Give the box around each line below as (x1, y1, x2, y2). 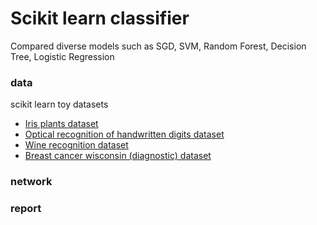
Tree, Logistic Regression (10, 50, 115, 62)
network (10, 175, 53, 189)
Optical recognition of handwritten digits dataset (24, 128, 225, 141)
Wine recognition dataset (24, 139, 129, 151)
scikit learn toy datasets (10, 98, 109, 111)
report (10, 202, 42, 216)
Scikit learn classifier (10, 7, 190, 30)
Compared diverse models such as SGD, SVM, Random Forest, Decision (10, 40, 307, 52)
